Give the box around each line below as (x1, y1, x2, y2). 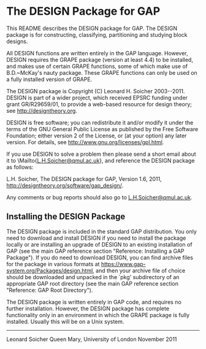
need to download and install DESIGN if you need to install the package (6, 234, 186, 242)
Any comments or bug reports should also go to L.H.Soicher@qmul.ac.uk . (6, 193, 193, 201)
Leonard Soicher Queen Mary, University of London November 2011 (6, 336, 177, 343)
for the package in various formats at (6, 260, 100, 267)
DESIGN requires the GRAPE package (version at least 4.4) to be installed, (6, 56, 193, 63)
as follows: (6, 163, 34, 171)
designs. (6, 37, 28, 45)
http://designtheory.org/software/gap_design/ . (6, 182, 124, 189)
